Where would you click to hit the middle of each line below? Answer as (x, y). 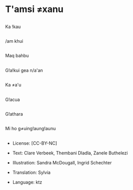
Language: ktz (27, 182)
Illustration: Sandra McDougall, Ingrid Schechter (62, 162)
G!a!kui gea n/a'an (24, 70)
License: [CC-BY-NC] (35, 143)
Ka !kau (13, 27)
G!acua (13, 100)
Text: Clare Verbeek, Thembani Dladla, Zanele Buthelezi (70, 153)
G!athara (14, 114)
